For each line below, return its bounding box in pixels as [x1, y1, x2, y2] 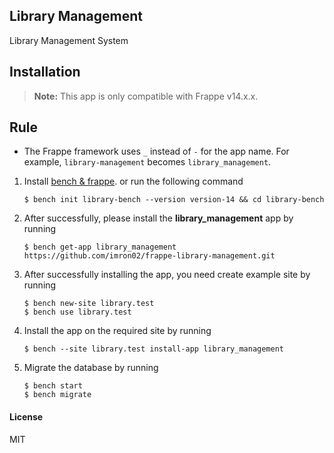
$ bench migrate [23, 390, 92, 400]
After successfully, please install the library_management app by [23, 212, 294, 224]
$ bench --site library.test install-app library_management [23, 344, 285, 354]
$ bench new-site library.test [23, 299, 155, 309]
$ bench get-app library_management [23, 242, 177, 253]
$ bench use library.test [23, 307, 132, 318]
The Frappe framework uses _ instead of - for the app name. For [23, 145, 290, 158]
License [9, 411, 44, 423]
